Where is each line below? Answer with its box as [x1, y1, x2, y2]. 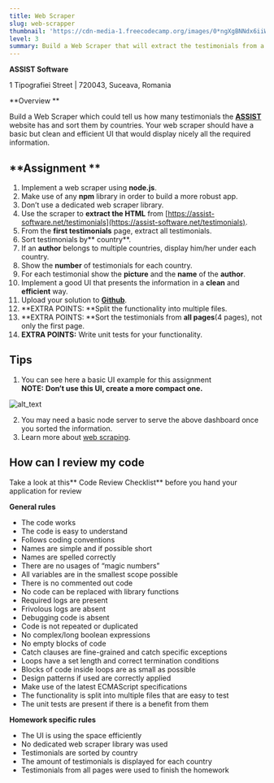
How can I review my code [9, 456, 145, 470]
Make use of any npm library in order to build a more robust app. [20, 191, 238, 201]
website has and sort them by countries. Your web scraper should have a [9, 120, 254, 130]
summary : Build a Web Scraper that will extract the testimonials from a [9, 42, 265, 50]
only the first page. [20, 320, 85, 330]
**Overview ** [9, 96, 60, 106]
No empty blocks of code [20, 638, 107, 648]
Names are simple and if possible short [20, 543, 153, 553]
